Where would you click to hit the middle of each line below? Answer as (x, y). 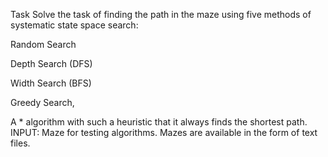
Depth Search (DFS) (51, 63)
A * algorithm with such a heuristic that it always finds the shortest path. (159, 122)
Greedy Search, (42, 102)
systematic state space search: (74, 25)
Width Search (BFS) (51, 83)
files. (20, 143)
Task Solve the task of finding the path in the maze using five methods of (161, 14)
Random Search (43, 44)
